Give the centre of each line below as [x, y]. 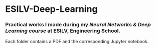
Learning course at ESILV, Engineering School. [63, 31]
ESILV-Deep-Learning [51, 9]
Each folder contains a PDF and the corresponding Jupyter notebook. [77, 42]
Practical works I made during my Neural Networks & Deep [78, 25]
